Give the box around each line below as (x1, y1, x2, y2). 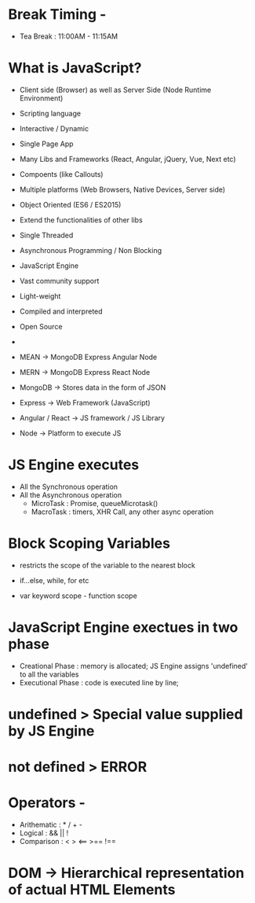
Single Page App (19, 139, 74, 149)
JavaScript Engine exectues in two (8, 619, 239, 636)
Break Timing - (8, 6, 107, 24)
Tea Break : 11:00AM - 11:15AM (19, 31, 118, 41)
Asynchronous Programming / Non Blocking (19, 245, 162, 255)
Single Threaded (19, 230, 74, 240)
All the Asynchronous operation (19, 490, 122, 500)
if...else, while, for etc (19, 575, 89, 585)
